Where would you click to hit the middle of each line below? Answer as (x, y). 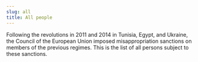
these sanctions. (27, 54)
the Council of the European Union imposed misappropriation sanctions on (99, 41)
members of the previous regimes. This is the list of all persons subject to (97, 47)
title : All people (29, 17)
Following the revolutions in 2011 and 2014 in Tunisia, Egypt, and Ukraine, (97, 34)
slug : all (19, 12)
